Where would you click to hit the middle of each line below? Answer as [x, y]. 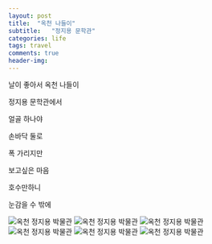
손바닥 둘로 [26, 136]
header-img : [28, 61]
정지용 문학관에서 [35, 101]
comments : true [34, 53]
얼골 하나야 [26, 118]
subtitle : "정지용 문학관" [52, 31]
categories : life [37, 38]
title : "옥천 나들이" [42, 23]
